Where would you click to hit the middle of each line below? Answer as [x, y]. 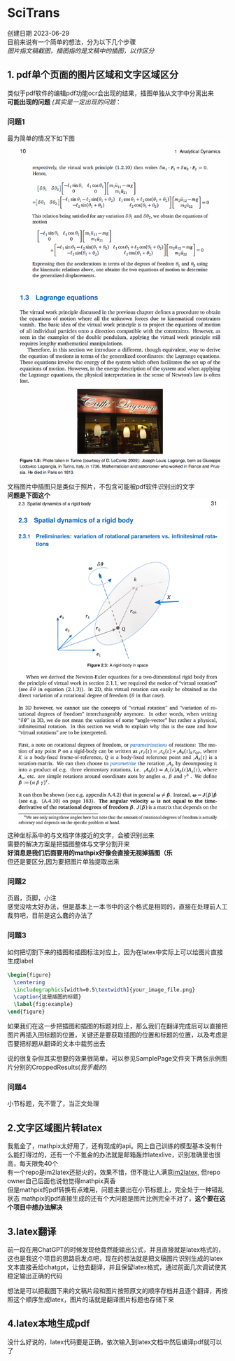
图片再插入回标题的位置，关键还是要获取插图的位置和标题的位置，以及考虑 [114, 1035]
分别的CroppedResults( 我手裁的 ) [60, 1067]
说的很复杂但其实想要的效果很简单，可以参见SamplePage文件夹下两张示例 [114, 1058]
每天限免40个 [38, 1164]
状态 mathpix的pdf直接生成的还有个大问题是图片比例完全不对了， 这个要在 [113, 1199]
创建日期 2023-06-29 [38, 33]
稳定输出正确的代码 [35, 1276]
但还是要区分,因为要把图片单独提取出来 [64, 862]
